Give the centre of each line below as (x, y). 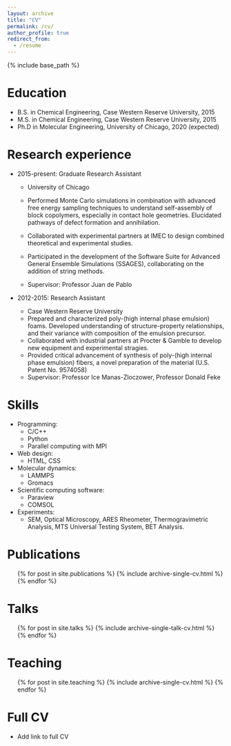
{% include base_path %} (43, 65)
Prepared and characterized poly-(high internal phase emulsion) (119, 319)
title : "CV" (24, 20)
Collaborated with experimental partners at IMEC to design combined (126, 236)
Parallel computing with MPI (67, 446)
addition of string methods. (66, 271)
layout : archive (30, 13)
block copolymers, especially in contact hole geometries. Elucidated (124, 215)
